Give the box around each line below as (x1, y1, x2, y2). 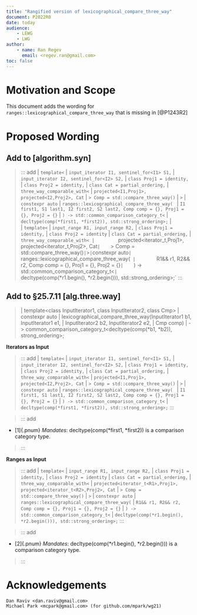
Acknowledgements (6, 578, 107, 592)
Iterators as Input (6, 343, 49, 351)
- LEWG (16, 31, 33, 37)
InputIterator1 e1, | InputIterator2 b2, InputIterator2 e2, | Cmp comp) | (20, 320, 188, 327)
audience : (6, 25, 31, 31)
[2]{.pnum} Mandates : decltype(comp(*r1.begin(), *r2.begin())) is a (14, 540, 178, 547)
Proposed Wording (6, 130, 100, 143)
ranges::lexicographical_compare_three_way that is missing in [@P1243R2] (6, 109, 188, 116)
